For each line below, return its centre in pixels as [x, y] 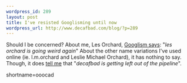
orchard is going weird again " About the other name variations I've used [93, 51]
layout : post [22, 17]
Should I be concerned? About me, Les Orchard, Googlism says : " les [89, 45]
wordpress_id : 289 [29, 11]
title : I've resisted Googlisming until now [61, 22]
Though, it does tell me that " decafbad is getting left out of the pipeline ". [94, 64]
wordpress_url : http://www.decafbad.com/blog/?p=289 [72, 28]
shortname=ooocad [30, 75]
